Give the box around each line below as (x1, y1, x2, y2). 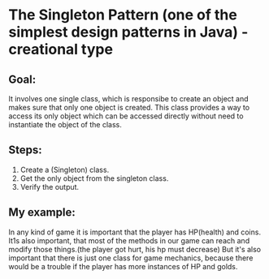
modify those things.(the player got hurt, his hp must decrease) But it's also (8, 244, 262, 254)
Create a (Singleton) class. (20, 165, 110, 174)
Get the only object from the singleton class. (20, 173, 169, 183)
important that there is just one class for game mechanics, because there (8, 253, 254, 263)
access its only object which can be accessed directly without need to (8, 111, 244, 121)
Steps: (8, 144, 42, 157)
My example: (8, 205, 76, 220)
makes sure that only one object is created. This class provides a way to (8, 103, 250, 112)
